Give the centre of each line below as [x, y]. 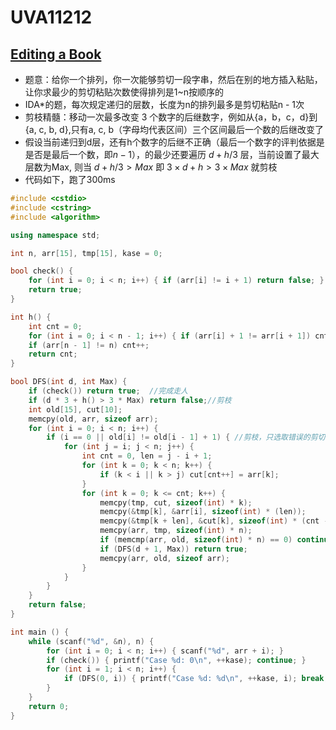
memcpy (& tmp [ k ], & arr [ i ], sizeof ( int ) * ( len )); [203, 512]
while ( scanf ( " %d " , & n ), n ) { [91, 641]
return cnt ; [53, 354]
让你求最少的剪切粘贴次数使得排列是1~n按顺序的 [124, 92]
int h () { [31, 317]
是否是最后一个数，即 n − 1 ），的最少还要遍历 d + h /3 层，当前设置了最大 [172, 154]
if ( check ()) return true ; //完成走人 [108, 391]
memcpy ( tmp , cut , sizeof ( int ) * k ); [176, 502]
